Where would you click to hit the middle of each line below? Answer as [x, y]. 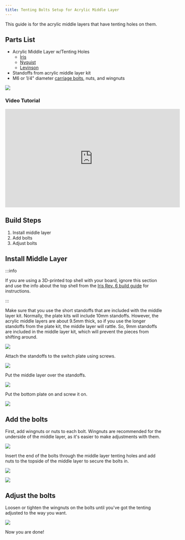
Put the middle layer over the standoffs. [46, 375]
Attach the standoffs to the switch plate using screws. [60, 356]
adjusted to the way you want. [36, 512]
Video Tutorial [23, 100]
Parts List [20, 40]
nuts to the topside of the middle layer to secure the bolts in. [67, 461]
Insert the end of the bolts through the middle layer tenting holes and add [80, 456]
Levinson [29, 67]
